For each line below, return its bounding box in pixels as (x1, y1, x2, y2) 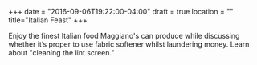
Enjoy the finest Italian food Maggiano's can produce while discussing (8, 31, 240, 40)
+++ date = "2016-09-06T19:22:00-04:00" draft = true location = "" (8, 7, 234, 16)
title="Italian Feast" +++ (8, 15, 88, 25)
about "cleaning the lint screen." (8, 48, 115, 57)
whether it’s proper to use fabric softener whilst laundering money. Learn (8, 39, 250, 49)
